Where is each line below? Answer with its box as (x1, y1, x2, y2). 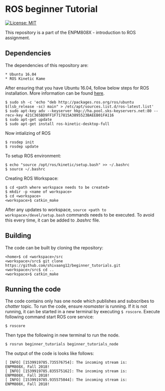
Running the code (5, 285, 61, 293)
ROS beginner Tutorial (5, 3, 98, 15)
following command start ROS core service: (5, 314, 94, 320)
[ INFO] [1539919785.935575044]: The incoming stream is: (5, 378, 127, 383)
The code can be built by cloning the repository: (5, 244, 104, 251)
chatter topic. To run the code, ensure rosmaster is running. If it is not (5, 303, 147, 309)
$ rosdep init (5, 140, 35, 145)
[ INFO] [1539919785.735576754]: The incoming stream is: (5, 360, 127, 365)
